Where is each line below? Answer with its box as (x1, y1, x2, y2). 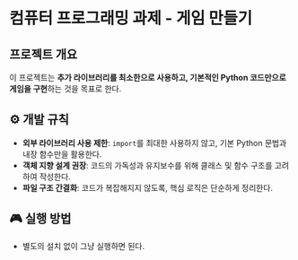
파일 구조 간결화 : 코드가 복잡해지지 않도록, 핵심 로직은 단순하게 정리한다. (22, 182, 274, 193)
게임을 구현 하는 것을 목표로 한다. (9, 83, 122, 94)
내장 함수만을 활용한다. (22, 149, 102, 160)
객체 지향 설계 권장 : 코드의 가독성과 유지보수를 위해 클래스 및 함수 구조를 (22, 160, 273, 170)
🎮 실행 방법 (9, 212, 72, 227)
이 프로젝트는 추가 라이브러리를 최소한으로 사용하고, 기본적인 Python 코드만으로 (9, 73, 287, 82)
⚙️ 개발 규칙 (9, 112, 70, 127)
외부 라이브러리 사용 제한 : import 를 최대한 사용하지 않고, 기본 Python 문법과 (22, 137, 287, 148)
